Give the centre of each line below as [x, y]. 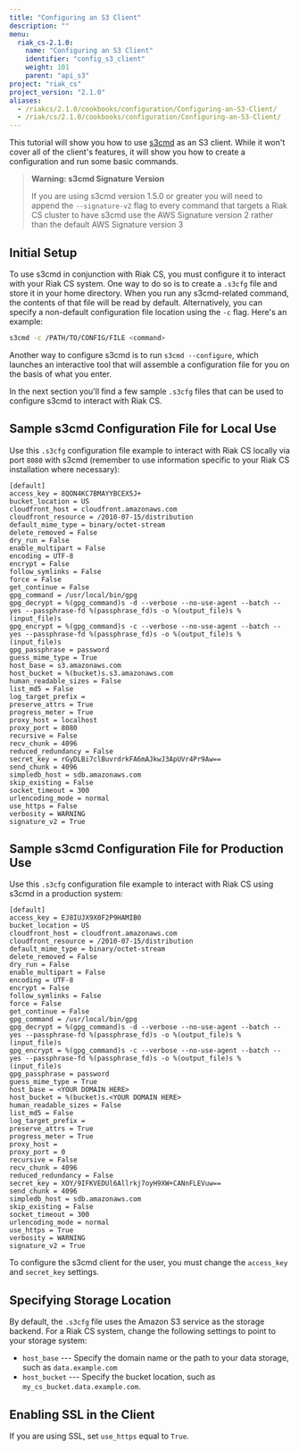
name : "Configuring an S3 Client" [89, 51]
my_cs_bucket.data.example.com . [81, 1387]
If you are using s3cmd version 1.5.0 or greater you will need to [147, 196]
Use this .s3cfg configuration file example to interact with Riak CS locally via [149, 450]
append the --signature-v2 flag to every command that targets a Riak [159, 205]
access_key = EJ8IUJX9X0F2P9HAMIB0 [75, 918]
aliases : [25, 100]
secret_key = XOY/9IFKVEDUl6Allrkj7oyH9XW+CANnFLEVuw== [115, 1184]
